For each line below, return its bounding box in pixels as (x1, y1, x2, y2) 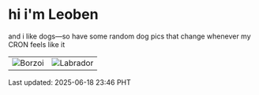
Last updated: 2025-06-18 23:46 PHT (8, 77, 132, 87)
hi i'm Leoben (8, 5, 99, 24)
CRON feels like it (8, 39, 66, 49)
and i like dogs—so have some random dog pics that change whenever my (8, 31, 251, 41)
